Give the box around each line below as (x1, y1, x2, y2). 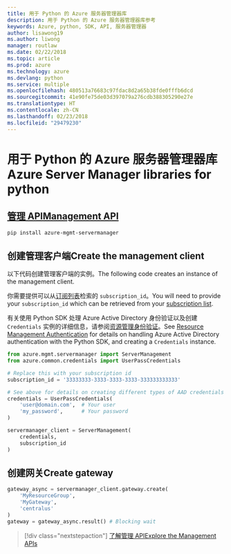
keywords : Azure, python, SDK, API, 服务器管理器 (7, 23, 147, 30)
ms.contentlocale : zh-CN (7, 107, 79, 113)
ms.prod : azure (7, 62, 51, 68)
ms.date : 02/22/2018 (7, 49, 67, 56)
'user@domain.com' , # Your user (19, 402, 116, 409)
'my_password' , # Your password (19, 408, 129, 415)
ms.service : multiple (7, 81, 70, 88)
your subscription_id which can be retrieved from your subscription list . (7, 299, 214, 308)
